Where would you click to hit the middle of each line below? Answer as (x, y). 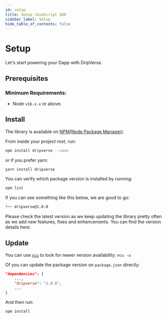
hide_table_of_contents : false (38, 24)
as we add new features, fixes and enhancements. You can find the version (83, 222)
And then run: (19, 302)
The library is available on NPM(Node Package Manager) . (65, 132)
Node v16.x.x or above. (37, 103)
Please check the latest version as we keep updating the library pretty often (83, 217)
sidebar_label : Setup (28, 19)
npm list (14, 188)
